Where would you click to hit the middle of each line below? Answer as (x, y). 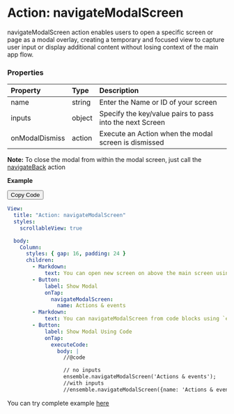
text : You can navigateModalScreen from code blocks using (132, 319)
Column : (31, 247)
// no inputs (82, 370)
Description (119, 91)
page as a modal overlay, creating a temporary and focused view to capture (116, 39)
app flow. (21, 54)
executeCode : (70, 345)
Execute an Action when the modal (156, 134)
